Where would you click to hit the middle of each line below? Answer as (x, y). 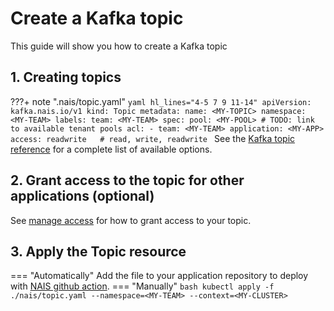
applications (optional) (82, 196)
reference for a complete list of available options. (111, 149)
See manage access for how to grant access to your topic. (131, 220)
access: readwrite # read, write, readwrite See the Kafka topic (153, 138)
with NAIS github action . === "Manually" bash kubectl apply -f (142, 286)
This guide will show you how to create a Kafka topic (119, 46)
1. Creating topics (66, 77)
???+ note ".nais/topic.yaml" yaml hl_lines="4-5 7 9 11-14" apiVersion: (161, 101)
